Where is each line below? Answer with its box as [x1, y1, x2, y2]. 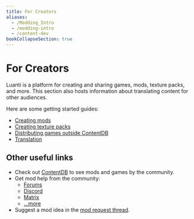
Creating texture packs [14, 123, 71, 130]
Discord [23, 187, 43, 194]
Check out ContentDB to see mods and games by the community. [14, 168, 174, 175]
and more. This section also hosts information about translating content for [6, 87, 188, 95]
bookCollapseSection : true [6, 36, 73, 42]
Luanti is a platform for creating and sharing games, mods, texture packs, [6, 81, 185, 88]
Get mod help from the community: [14, 175, 101, 182]
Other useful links [6, 153, 73, 163]
